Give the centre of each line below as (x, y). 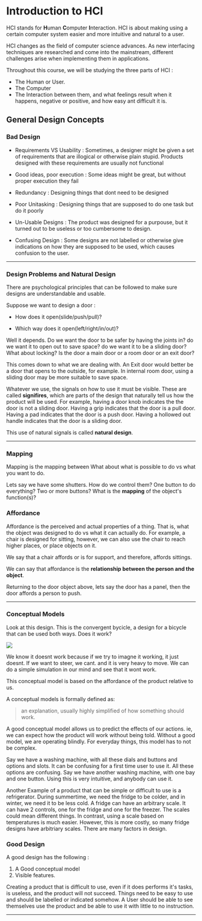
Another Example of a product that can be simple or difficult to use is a (94, 790)
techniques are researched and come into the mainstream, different (90, 52)
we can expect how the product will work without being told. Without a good (101, 735)
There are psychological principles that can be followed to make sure (92, 287)
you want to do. (26, 473)
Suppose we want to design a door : (51, 305)
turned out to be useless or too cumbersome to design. (83, 228)
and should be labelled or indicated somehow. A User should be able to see (100, 900)
